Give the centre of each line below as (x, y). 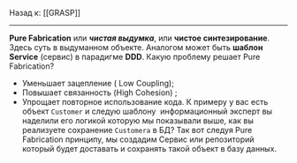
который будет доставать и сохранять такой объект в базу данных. (149, 148)
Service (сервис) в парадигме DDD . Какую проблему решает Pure (135, 57)
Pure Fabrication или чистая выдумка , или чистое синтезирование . (140, 38)
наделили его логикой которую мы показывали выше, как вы (138, 121)
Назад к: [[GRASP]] (45, 13)
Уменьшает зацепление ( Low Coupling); (98, 83)
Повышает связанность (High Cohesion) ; (100, 93)
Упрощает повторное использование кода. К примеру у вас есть (145, 102)
